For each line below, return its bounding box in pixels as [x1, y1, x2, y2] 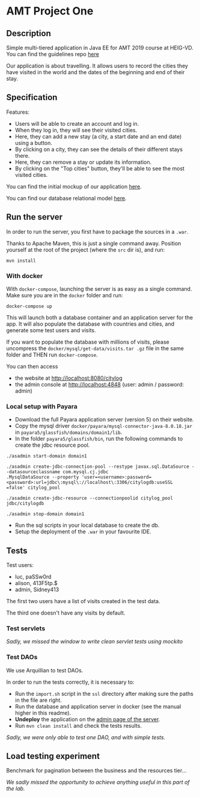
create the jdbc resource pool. [14, 441, 90, 449]
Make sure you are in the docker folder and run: [6, 291, 123, 299]
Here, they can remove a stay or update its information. [14, 158, 152, 166]
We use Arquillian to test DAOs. [6, 666, 83, 674]
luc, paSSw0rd [14, 573, 52, 580]
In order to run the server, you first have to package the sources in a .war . [6, 228, 189, 235]
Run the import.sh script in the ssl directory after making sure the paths [14, 690, 194, 697]
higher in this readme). [14, 709, 71, 716]
